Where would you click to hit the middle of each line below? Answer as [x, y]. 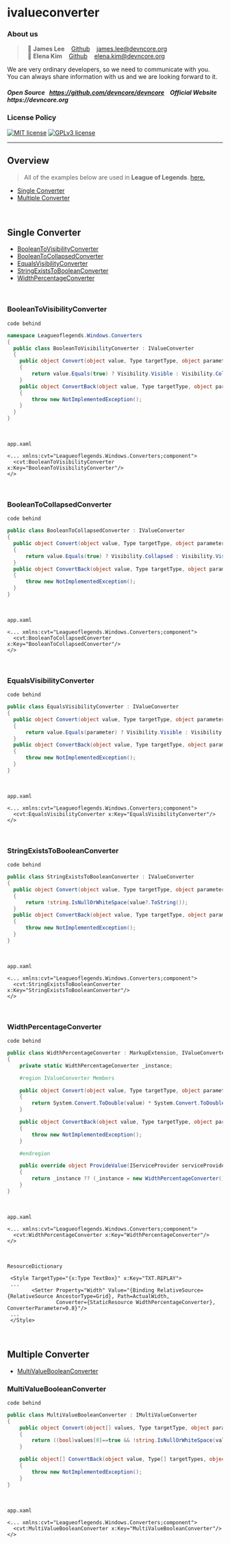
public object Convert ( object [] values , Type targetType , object [115, 1427]
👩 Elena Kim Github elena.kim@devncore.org [96, 56]
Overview [28, 161]
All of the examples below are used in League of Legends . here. [114, 177]
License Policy [32, 118]
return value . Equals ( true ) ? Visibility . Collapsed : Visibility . [120, 556]
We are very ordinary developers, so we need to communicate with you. [108, 69]
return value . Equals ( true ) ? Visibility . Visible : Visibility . [124, 374]
